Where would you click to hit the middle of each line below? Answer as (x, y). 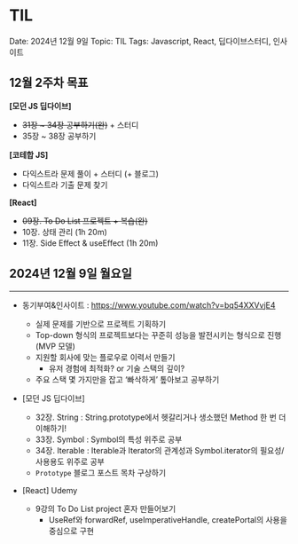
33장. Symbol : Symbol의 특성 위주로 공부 (109, 439)
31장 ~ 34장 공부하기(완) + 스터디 (80, 124)
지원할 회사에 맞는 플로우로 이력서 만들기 (105, 357)
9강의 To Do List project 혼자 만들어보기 (106, 509)
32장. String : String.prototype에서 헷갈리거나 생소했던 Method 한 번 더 (161, 417)
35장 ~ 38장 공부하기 (59, 136)
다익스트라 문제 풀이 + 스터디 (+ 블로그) (90, 173)
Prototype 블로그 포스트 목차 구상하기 (101, 472)
